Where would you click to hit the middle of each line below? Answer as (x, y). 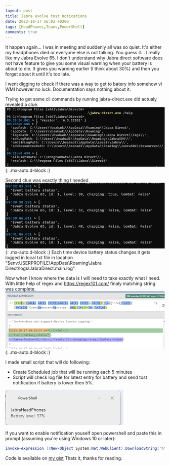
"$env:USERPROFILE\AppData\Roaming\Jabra (54, 263)
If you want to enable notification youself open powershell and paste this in (83, 433)
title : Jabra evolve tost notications (46, 16)
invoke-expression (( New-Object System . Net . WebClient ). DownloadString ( (82, 449)
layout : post (19, 11)
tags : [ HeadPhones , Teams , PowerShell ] (45, 27)
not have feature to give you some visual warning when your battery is (79, 63)
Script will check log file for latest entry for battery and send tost (80, 377)
